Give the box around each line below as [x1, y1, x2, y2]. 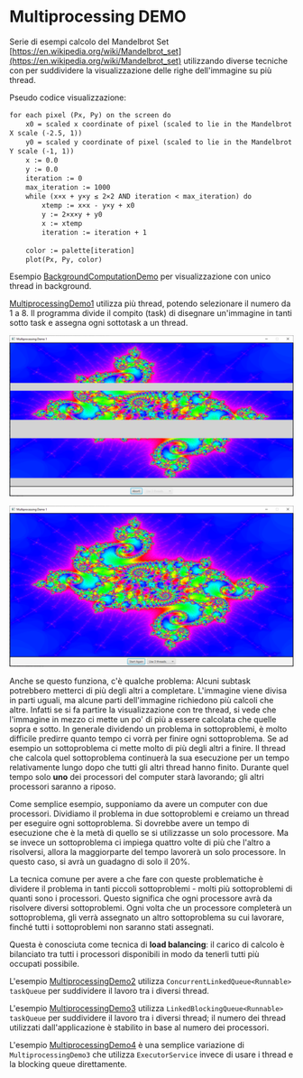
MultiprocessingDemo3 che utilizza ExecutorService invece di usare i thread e [9, 1049, 294, 1060]
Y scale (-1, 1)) [9, 146, 75, 155]
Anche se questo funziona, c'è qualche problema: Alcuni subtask [9, 675, 251, 686]
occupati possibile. [9, 958, 79, 969]
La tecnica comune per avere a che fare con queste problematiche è [9, 873, 264, 884]
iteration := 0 [25, 173, 83, 182]
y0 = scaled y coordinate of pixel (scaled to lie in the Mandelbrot [25, 137, 293, 146]
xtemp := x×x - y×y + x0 [41, 200, 135, 209]
